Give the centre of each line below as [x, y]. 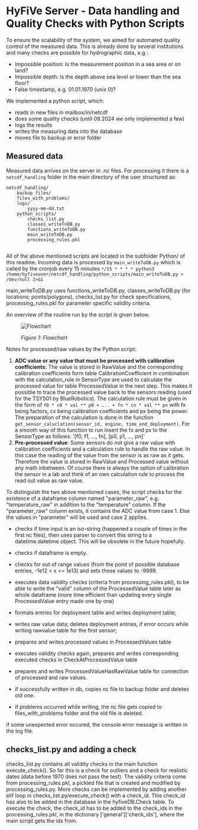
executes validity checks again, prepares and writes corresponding [97, 653]
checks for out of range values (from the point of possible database [97, 564]
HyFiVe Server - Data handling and [93, 11]
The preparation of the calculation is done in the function [84, 417]
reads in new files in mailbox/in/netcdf [61, 112]
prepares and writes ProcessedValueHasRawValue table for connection [102, 671]
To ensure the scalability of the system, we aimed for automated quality [93, 40]
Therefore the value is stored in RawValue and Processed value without [102, 461]
